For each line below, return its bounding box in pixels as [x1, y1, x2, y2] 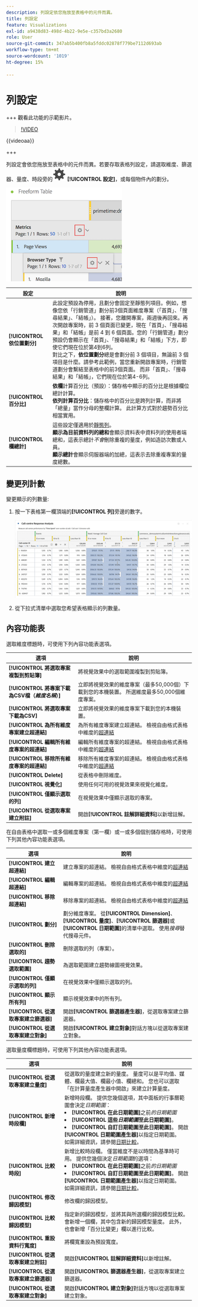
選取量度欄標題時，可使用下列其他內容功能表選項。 [6, 1046, 130, 1053]
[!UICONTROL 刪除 [8, 941, 55, 948]
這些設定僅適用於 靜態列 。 [52, 421, 115, 428]
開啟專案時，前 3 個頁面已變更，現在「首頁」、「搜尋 [57, 321, 183, 329]
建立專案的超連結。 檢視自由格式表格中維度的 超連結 [62, 863, 189, 871]
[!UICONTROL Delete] [8, 771, 63, 779]
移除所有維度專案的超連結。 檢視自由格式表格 [77, 755, 188, 762]
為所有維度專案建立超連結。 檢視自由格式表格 [77, 721, 188, 728]
